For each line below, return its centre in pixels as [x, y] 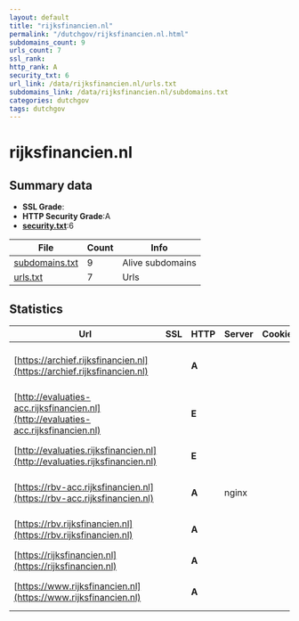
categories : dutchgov [49, 100]
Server [238, 334]
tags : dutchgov [37, 109]
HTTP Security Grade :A [66, 217]
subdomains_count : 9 [48, 42]
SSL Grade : [43, 207]
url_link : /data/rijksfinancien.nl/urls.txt [93, 84]
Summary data [51, 185]
